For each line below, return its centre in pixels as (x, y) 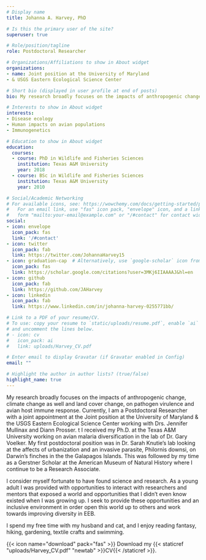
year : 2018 (31, 170)
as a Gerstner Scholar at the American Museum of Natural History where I (100, 462)
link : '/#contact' (36, 238)
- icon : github (26, 278)
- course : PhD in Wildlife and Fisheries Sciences (78, 158)
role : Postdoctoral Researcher (46, 52)
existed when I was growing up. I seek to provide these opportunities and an (103, 500)
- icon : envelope (29, 227)
